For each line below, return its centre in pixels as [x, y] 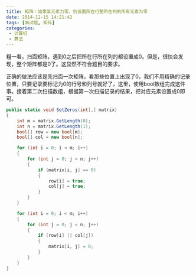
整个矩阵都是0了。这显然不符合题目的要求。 [70, 64]
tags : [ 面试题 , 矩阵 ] [30, 22]
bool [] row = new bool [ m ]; [50, 132]
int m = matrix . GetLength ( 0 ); [54, 121]
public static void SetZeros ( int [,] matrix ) [62, 110]
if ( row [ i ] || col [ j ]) [66, 236]
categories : [21, 28]
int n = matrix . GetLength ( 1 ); [54, 126]
